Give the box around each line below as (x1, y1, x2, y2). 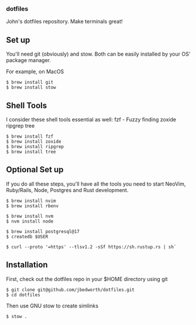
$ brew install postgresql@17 (6, 228, 80, 234)
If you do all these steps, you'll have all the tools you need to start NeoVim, (6, 180, 186, 187)
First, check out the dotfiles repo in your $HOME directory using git (6, 275, 168, 282)
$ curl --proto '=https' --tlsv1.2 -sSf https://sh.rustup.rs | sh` (6, 244, 177, 250)
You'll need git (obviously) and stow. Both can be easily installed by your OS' (6, 50, 191, 57)
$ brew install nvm (6, 213, 54, 219)
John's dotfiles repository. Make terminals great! (6, 18, 123, 25)
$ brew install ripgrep (6, 143, 64, 149)
